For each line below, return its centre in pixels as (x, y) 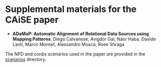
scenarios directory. (26, 59)
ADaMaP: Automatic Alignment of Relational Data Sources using (80, 33)
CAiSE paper (32, 20)
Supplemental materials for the (71, 9)
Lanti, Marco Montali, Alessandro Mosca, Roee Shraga (68, 44)
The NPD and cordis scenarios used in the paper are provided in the (75, 54)
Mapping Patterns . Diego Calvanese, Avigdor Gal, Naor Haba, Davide (84, 39)
